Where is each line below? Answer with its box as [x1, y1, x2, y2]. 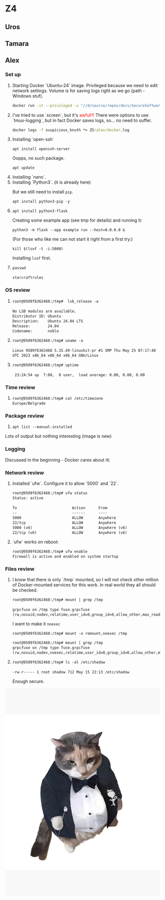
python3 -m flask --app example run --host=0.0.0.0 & [12, 228, 125, 233]
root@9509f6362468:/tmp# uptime [12, 362, 79, 368]
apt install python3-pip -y [12, 199, 70, 204]
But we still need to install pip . [12, 189, 73, 195]
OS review [5, 286, 31, 293]
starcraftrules [12, 275, 44, 280]
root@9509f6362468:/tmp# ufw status [12, 490, 88, 495]
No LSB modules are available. [12, 309, 77, 314]
